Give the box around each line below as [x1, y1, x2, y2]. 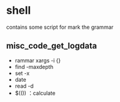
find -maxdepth [14, 63, 54, 70]
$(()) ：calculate [14, 89, 56, 97]
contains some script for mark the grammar [6, 23, 114, 31]
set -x [14, 70, 30, 77]
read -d [14, 82, 34, 89]
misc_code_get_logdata [6, 41, 97, 51]
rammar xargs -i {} [14, 56, 61, 64]
